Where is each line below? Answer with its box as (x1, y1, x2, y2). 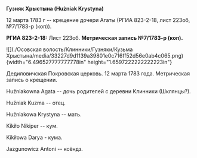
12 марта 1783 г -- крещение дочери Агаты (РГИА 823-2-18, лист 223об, (6, 17, 190, 23)
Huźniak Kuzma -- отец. (6, 99, 66, 106)
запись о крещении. (6, 77, 58, 83)
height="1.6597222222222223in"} (87, 59, 173, 65)
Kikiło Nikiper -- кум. (6, 122, 58, 129)
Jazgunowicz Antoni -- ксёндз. (6, 146, 84, 152)
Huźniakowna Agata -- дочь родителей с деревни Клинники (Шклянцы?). (6, 88, 191, 94)
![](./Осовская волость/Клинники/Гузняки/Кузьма (6, 46, 133, 53)
